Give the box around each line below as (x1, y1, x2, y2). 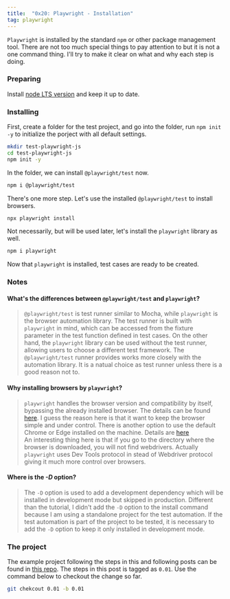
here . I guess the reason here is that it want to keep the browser (23, 414, 205, 422)
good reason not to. (23, 368, 80, 376)
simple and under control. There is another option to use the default (23, 420, 216, 429)
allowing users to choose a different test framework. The (23, 346, 185, 354)
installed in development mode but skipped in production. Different (23, 495, 214, 504)
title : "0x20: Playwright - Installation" (7, 10, 134, 17)
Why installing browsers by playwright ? (7, 384, 122, 392)
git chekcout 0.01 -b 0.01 (7, 585, 84, 593)
